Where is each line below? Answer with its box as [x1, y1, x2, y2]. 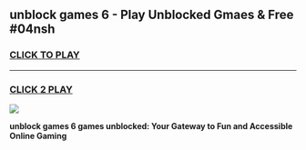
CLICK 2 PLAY [9, 83, 73, 95]
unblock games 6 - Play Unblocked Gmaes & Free [9, 7, 294, 23]
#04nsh [9, 22, 56, 37]
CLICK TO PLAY [9, 49, 80, 62]
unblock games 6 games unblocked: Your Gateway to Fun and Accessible [9, 120, 293, 131]
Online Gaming [9, 130, 67, 141]
